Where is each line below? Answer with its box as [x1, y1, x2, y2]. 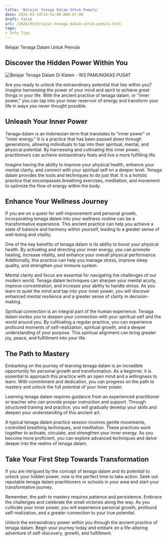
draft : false [5, 16, 32, 21]
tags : [5, 26, 16, 31]
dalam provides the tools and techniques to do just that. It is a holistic [5, 172, 148, 178]
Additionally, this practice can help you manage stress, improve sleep [5, 257, 148, 263]
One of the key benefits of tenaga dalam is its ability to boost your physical [5, 241, 159, 247]
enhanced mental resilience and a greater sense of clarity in [5, 293, 129, 300]
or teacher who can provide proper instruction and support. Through [5, 399, 146, 405]
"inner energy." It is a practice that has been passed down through [5, 136, 142, 142]
